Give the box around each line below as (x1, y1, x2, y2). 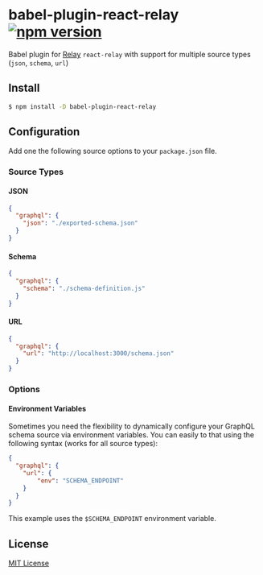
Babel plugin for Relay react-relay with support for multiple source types (8, 49, 251, 59)
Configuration (8, 125, 80, 139)
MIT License (8, 558, 50, 569)
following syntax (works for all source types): (8, 439, 158, 449)
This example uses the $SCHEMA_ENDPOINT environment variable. (8, 514, 217, 523)
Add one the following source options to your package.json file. (8, 147, 217, 156)
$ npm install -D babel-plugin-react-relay (8, 102, 157, 110)
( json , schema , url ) (8, 58, 69, 68)
